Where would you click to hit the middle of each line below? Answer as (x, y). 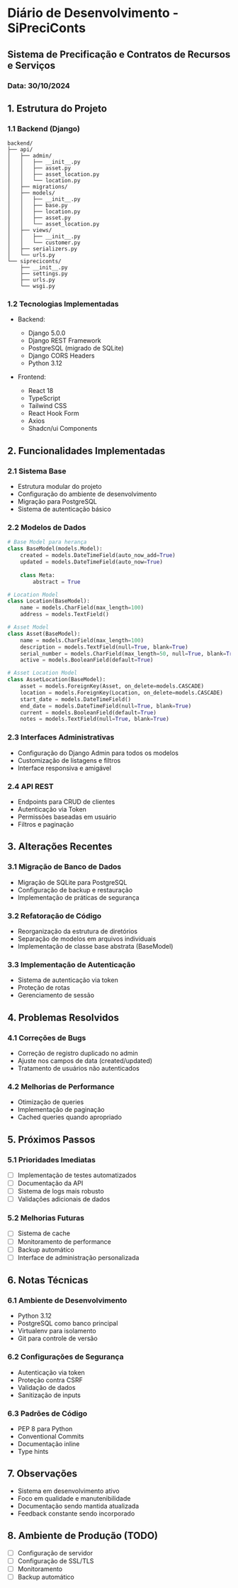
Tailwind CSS (47, 406)
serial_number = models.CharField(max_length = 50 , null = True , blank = (123, 654)
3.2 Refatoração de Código (55, 915)
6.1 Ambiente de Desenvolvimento (67, 1300)
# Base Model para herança (47, 542)
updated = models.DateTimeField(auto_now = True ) (91, 562)
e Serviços (31, 65)
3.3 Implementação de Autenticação (72, 964)
